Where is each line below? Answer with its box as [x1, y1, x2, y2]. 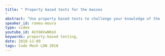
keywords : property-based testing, [5, 35, 79, 39]
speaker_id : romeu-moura [5, 20, 56, 26]
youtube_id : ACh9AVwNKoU [5, 30, 56, 35]
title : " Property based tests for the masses [5, 7, 103, 12]
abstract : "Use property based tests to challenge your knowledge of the [5, 16, 161, 21]
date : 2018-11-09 [5, 39, 41, 44]
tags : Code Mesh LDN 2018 [5, 43, 58, 48]
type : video [5, 25, 30, 30]
